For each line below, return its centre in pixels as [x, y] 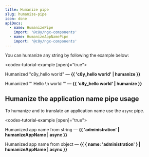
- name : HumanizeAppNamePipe [39, 37]
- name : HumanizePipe [31, 28]
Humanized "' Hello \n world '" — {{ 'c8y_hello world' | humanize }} [74, 83]
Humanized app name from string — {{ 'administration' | [62, 129]
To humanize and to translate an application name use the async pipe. [75, 111]
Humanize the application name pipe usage [72, 99]
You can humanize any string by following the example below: [67, 55]
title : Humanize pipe [27, 10]
